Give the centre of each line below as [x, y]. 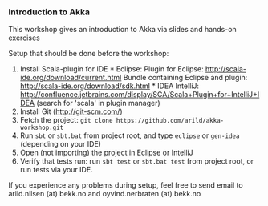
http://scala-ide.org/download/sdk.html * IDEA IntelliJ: [109, 86]
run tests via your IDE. [57, 170]
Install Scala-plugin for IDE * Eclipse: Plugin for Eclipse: [112, 69]
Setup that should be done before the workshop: [89, 54]
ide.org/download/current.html [71, 78]
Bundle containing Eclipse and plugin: [185, 78]
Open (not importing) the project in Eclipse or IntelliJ [107, 153]
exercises [24, 38]
